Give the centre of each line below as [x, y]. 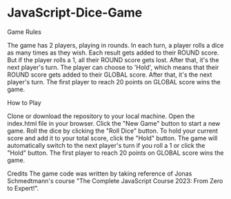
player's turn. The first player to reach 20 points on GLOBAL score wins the [114, 82]
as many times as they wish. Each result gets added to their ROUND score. [113, 53]
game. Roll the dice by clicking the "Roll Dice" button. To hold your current [113, 131]
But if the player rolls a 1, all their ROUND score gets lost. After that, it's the [113, 59]
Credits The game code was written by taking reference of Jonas [100, 173]
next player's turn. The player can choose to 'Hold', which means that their [113, 67]
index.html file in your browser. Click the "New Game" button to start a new [114, 123]
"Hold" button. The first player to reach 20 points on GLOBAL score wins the [115, 153]
